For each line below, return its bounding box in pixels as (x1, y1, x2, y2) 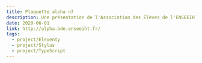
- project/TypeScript (11, 48, 66, 54)
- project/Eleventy (11, 37, 61, 43)
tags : (6, 31, 20, 37)
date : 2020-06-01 (6, 20, 50, 26)
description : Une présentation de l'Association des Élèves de (6, 14, 168, 20)
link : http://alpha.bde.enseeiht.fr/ (6, 25, 101, 32)
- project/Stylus (11, 43, 55, 49)
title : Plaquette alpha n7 (6, 8, 74, 15)
